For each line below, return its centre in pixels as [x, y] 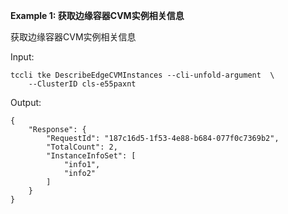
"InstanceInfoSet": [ [91, 156]
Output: [26, 102]
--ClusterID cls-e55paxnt [82, 84]
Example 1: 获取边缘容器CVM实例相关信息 [97, 15]
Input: [22, 57]
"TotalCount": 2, [82, 147]
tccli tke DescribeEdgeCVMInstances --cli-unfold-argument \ [142, 75]
